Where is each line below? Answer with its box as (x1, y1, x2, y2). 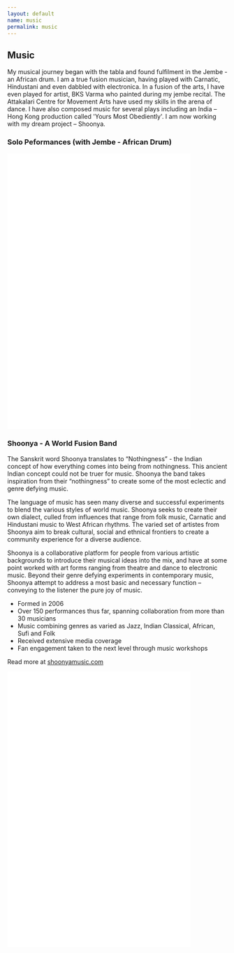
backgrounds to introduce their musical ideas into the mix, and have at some (7, 556, 228, 564)
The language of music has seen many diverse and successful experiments (7, 497, 225, 506)
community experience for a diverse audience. (7, 535, 142, 543)
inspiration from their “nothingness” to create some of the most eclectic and (7, 476, 226, 485)
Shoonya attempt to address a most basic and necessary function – (7, 578, 201, 586)
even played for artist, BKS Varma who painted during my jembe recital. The (7, 90, 226, 99)
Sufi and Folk (17, 629, 56, 637)
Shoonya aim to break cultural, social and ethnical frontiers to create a (7, 528, 210, 536)
